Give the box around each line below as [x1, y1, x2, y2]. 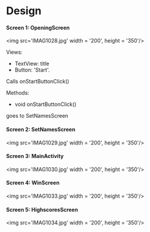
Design [6, 4, 42, 18]
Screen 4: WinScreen [6, 179, 60, 186]
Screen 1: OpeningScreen [6, 24, 70, 31]
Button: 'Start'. [14, 66, 50, 73]
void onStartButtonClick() [14, 101, 77, 108]
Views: [6, 49, 22, 56]
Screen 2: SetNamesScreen [6, 125, 76, 133]
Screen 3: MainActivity [6, 153, 64, 160]
